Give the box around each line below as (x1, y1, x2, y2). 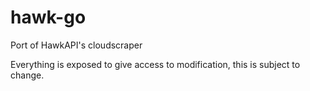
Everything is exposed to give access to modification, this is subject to (10, 58, 301, 70)
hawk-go (10, 6, 87, 29)
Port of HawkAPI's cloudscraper (10, 39, 143, 51)
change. (10, 69, 45, 81)
